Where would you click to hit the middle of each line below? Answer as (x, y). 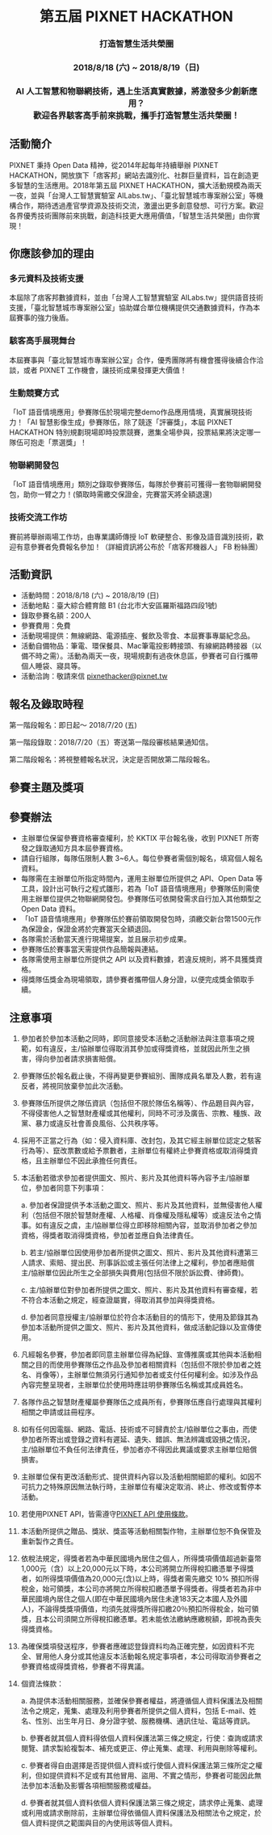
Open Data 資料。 (50, 909)
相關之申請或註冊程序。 (60, 1412)
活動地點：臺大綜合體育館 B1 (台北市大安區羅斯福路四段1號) (119, 606)
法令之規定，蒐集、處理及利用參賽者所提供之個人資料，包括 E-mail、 (135, 1711)
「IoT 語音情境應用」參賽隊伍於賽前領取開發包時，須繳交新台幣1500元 (138, 919)
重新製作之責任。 (49, 1541)
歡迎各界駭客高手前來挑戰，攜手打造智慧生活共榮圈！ (136, 115)
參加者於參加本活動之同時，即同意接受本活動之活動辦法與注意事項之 (134, 1039)
